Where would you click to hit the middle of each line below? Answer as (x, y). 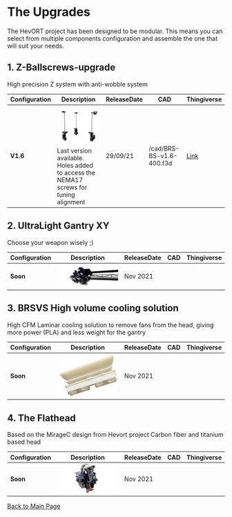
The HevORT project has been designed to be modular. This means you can (115, 31)
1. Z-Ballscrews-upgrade (61, 67)
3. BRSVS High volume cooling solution (93, 308)
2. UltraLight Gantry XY (58, 226)
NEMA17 (70, 180)
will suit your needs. (36, 46)
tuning (66, 195)
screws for (72, 188)
